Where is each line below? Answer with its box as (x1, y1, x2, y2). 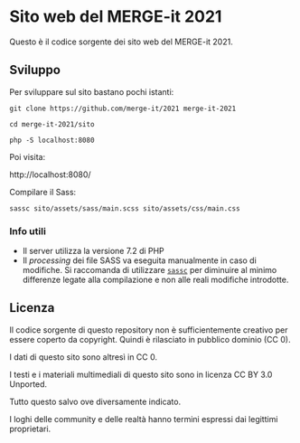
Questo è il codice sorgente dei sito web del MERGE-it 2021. (9, 36, 233, 47)
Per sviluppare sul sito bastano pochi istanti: (9, 86, 174, 97)
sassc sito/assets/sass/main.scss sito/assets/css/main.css (9, 203, 241, 213)
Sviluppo (9, 62, 61, 78)
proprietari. (9, 423, 52, 434)
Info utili (9, 224, 47, 237)
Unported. (9, 378, 48, 390)
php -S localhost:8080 (9, 136, 95, 145)
